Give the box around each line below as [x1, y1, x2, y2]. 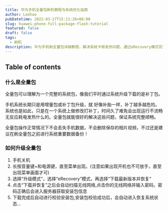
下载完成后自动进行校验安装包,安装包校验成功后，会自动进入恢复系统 [12, 194, 154, 200]
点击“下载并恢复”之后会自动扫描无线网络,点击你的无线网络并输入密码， [12, 182, 158, 188]
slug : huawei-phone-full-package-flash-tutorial [5, 21, 108, 26]
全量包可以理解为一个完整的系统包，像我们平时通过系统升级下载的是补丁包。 [5, 91, 163, 97]
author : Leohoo [5, 12, 37, 17]
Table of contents [5, 63, 61, 71]
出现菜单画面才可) [12, 169, 49, 175]
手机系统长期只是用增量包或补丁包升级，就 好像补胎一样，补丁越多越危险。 [5, 102, 160, 108]
